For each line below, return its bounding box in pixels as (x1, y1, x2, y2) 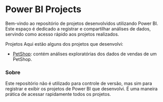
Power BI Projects (5, 4, 81, 15)
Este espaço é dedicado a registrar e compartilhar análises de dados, (5, 25, 151, 31)
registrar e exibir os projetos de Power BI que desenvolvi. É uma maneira (5, 86, 158, 92)
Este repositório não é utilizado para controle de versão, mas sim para (5, 80, 152, 87)
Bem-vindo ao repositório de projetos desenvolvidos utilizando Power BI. (5, 20, 158, 26)
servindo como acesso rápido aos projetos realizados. (5, 31, 119, 37)
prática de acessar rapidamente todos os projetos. (5, 91, 111, 97)
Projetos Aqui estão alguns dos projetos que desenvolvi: (5, 41, 124, 47)
